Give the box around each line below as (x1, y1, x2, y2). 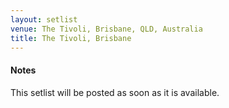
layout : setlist (10, 14, 78, 25)
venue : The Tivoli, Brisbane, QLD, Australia (10, 24, 203, 34)
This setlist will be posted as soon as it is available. (10, 86, 220, 98)
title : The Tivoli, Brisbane (10, 33, 132, 43)
